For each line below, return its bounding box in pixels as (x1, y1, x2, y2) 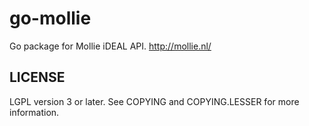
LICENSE (9, 69, 66, 86)
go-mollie (9, 7, 92, 30)
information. (9, 106, 60, 118)
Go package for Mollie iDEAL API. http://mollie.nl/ (9, 40, 212, 52)
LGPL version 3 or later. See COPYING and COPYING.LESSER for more (9, 95, 300, 107)
